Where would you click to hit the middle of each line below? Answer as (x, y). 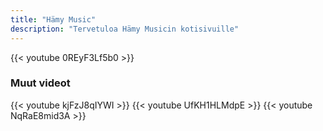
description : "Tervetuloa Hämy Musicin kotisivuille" (125, 29)
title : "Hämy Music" (53, 19)
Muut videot (40, 83)
